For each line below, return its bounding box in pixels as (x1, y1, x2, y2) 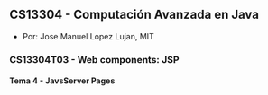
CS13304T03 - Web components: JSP (9, 53, 180, 65)
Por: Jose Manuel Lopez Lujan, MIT (22, 30, 155, 41)
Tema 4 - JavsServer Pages (9, 75, 116, 86)
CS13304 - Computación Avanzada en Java (9, 7, 260, 22)
